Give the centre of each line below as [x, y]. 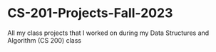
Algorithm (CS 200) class [45, 40]
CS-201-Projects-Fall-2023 [90, 13]
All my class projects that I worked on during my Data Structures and [108, 33]
